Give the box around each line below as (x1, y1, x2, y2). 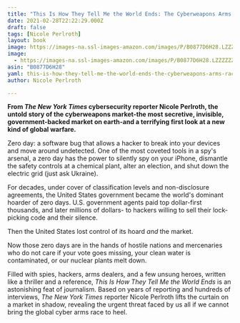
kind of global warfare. (7, 125, 76, 134)
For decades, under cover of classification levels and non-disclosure (7, 183, 209, 192)
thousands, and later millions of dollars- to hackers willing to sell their (7, 206, 212, 215)
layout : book (7, 37, 46, 44)
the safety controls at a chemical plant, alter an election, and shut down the (7, 162, 229, 170)
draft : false (7, 24, 46, 31)
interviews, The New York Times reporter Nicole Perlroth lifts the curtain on (7, 293, 229, 302)
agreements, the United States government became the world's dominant (7, 190, 224, 200)
